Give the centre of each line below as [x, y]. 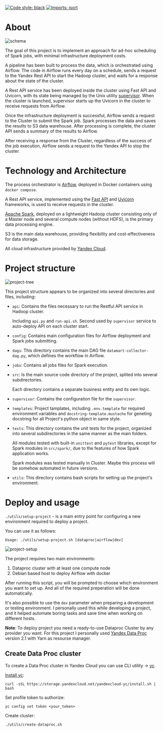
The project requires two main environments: [50, 558]
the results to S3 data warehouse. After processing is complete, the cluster [80, 126]
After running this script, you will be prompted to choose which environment [81, 583]
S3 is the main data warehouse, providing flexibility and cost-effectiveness [80, 234]
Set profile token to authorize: [35, 697]
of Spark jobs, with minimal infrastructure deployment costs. [66, 55]
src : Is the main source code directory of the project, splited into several [85, 374]
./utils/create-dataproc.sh [34, 724]
